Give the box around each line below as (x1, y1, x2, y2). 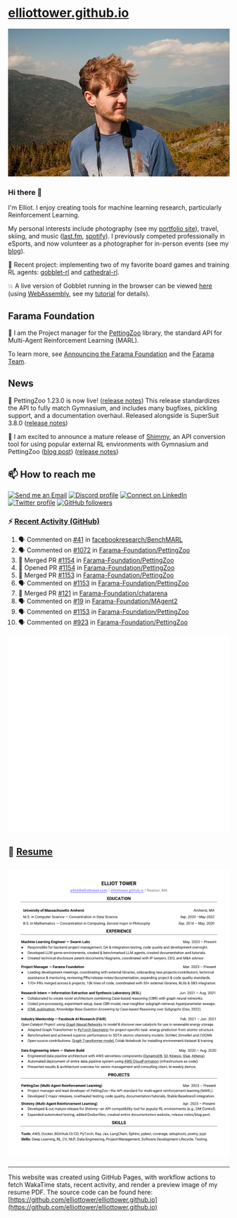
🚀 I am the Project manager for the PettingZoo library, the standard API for (8, 329, 222, 337)
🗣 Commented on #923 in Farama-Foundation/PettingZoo (18, 618, 188, 626)
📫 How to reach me (8, 469, 96, 481)
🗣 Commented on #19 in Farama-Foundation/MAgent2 (18, 597, 178, 605)
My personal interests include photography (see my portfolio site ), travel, (8, 224, 219, 233)
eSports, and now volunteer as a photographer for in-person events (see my (8, 239, 229, 248)
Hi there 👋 (8, 187, 43, 197)
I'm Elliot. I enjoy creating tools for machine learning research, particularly (8, 203, 222, 212)
